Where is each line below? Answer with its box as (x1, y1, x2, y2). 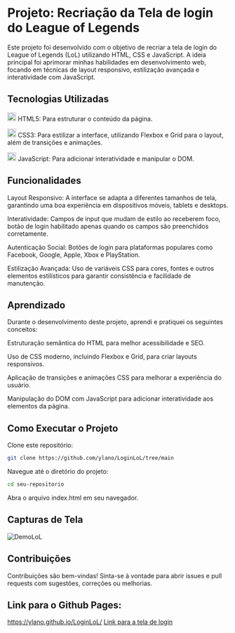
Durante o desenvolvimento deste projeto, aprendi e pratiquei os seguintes (7, 318, 223, 326)
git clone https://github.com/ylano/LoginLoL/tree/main (7, 455, 174, 462)
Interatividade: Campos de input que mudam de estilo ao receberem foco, (7, 214, 221, 222)
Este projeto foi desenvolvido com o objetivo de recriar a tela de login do (7, 43, 217, 51)
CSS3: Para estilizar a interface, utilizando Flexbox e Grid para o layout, (17, 131, 224, 139)
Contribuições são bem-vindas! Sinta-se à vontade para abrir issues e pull (7, 571, 222, 580)
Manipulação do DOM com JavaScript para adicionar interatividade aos (7, 394, 214, 403)
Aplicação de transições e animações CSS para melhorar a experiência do (7, 373, 222, 382)
